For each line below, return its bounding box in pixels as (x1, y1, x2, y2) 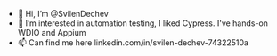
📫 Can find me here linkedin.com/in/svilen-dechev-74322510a (17, 37, 249, 48)
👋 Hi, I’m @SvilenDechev (17, 9, 109, 19)
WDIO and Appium (17, 28, 86, 37)
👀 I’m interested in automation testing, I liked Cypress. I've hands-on (17, 18, 269, 28)
